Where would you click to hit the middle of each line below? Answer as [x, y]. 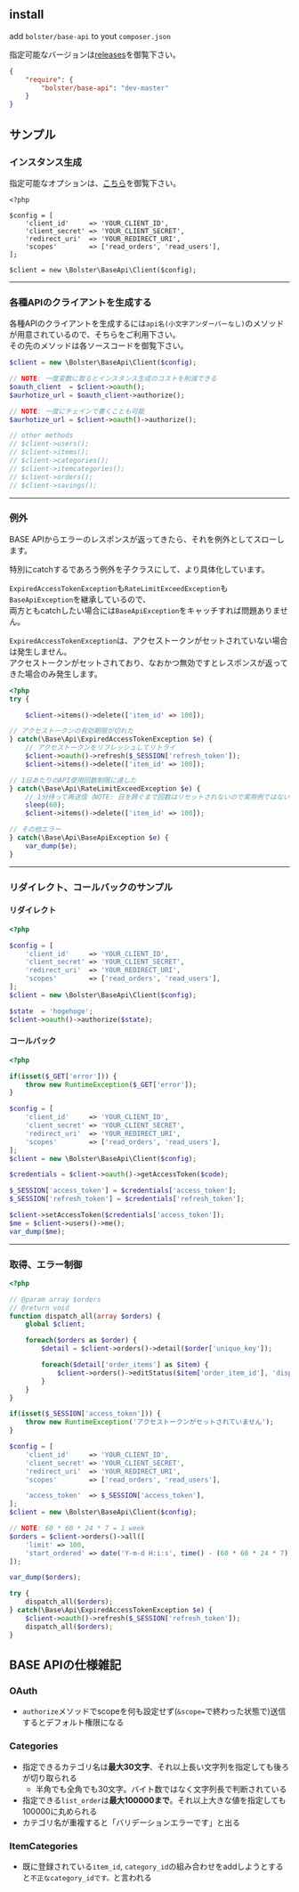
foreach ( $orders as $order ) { [81, 1340]
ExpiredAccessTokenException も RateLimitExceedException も [119, 588]
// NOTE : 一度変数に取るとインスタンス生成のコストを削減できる [113, 379]
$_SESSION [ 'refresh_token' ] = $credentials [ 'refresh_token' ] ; [127, 1199]
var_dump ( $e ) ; [51, 846]
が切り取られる [49, 1778]
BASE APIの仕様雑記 [65, 1665]
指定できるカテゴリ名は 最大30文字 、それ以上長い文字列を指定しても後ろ [155, 1766]
